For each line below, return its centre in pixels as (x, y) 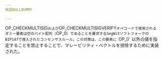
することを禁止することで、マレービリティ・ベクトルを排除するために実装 (84, 45)
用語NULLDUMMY (19, 10)
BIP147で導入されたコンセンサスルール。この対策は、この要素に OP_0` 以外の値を (79, 39)
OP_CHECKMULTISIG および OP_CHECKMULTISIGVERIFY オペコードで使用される (81, 28)
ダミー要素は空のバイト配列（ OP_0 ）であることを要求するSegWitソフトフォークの (77, 33)
